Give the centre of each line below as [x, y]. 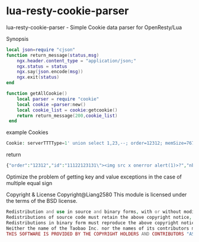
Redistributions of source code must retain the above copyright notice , [99, 217]
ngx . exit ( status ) [38, 77]
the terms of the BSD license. [42, 201]
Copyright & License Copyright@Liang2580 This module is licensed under [97, 195]
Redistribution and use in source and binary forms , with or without [94, 212]
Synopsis [17, 39]
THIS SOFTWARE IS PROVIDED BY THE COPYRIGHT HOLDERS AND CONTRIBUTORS [95, 234]
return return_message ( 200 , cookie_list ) [67, 116]
